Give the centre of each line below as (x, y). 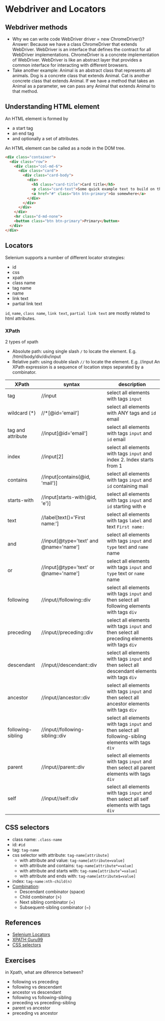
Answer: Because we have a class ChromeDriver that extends (75, 44)
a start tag (23, 128)
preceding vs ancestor (35, 1013)
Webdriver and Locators (55, 9)
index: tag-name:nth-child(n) (42, 881)
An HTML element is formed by (37, 119)
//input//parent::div (63, 767)
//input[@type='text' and (70, 541)
